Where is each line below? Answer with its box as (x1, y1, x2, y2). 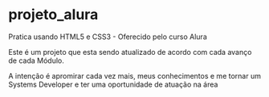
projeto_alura (8, 6, 99, 24)
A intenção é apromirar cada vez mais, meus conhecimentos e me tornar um (8, 71, 261, 80)
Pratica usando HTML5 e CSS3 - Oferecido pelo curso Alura (8, 32, 207, 41)
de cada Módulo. (8, 56, 64, 65)
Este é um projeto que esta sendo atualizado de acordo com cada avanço (8, 47, 252, 56)
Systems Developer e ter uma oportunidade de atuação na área (8, 80, 218, 89)
